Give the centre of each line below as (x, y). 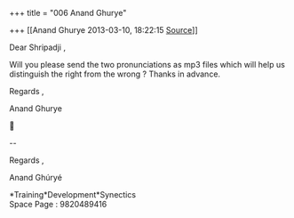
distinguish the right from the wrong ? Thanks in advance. (115, 74)
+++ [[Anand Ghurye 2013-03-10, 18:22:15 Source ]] (103, 30)
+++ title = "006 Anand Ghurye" (68, 13)
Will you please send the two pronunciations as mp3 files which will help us (147, 65)
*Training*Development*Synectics (72, 194)
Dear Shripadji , (38, 47)
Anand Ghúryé (36, 178)
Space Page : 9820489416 (58, 204)
